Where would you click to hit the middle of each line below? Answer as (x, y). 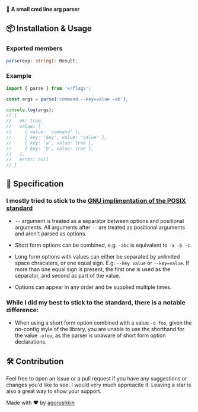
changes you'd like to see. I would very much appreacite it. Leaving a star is (99, 385)
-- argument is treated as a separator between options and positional (99, 221)
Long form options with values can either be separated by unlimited (97, 256)
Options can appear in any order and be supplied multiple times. (93, 287)
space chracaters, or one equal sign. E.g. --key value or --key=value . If (102, 263)
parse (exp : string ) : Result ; (42, 61)
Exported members (35, 49)
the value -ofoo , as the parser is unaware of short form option (90, 335)
